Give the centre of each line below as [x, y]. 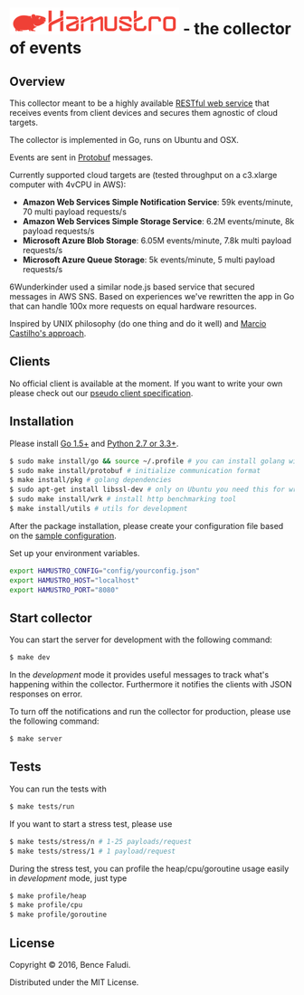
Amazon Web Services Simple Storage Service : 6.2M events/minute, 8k [158, 221]
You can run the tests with [58, 789]
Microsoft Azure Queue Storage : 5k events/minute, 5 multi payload [149, 260]
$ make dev [30, 658]
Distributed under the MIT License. [74, 982]
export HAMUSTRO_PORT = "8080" [64, 590]
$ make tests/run [42, 806]
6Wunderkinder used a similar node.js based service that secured [132, 287]
